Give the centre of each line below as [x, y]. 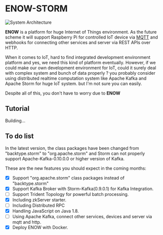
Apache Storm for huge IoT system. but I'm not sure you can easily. [74, 83]
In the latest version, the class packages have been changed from [72, 148]
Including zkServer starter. [39, 200]
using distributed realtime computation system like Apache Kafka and [76, 78]
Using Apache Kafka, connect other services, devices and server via [82, 216]
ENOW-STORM [37, 9]
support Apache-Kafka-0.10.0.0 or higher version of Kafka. [65, 158]
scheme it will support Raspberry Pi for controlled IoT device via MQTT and [81, 37]
